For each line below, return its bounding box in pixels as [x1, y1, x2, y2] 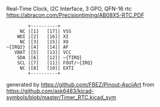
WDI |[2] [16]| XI [17, 34, 69, 40]
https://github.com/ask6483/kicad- [6, 87, 95, 94]
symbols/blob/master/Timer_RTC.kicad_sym [6, 94, 117, 101]
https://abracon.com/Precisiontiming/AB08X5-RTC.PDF [6, 11, 145, 19]
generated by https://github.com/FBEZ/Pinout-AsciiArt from [6, 81, 155, 88]
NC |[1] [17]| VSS [19, 28, 71, 34]
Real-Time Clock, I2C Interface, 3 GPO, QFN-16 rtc [6, 5, 132, 12]
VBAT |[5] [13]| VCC [14, 49, 71, 55]
